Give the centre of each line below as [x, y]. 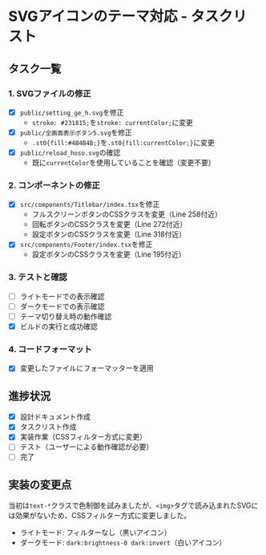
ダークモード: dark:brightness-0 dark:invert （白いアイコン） [123, 543]
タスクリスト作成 [48, 427]
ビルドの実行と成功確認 [58, 326]
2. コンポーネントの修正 [54, 185]
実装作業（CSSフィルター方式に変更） [83, 437]
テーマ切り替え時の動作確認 [66, 316]
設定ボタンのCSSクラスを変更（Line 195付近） [109, 254]
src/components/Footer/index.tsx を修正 [86, 245]
